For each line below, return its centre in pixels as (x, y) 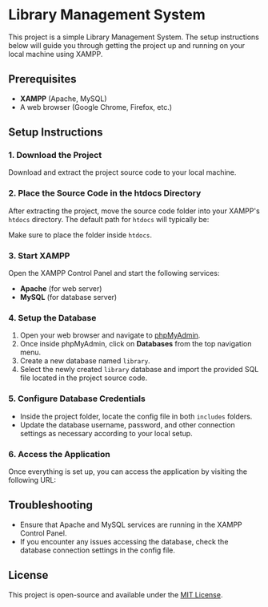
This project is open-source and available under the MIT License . (116, 594)
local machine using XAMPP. (56, 54)
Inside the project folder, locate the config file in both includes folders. (136, 416)
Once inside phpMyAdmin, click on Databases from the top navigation (136, 344)
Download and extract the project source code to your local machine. (122, 172)
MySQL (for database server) (68, 297)
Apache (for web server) (61, 289)
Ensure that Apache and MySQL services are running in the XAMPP (131, 524)
